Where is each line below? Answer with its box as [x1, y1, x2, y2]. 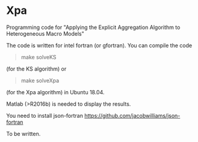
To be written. [6, 130, 41, 137]
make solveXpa [20, 77, 60, 84]
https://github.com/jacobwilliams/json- [84, 112, 181, 119]
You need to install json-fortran [6, 112, 83, 119]
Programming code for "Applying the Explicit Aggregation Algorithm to [6, 24, 181, 31]
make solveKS [20, 53, 57, 60]
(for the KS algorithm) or [6, 65, 67, 73]
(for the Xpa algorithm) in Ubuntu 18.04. [6, 88, 105, 95]
